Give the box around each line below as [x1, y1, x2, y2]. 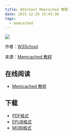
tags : [5, 16, 16, 21]
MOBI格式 [12, 125, 32, 131]
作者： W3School [5, 44, 38, 50]
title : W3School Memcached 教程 [5, 7, 68, 12]
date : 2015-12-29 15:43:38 [5, 12, 59, 17]
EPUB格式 [12, 118, 32, 124]
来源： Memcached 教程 [5, 54, 52, 60]
